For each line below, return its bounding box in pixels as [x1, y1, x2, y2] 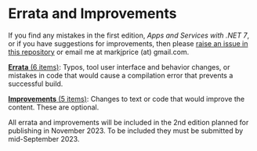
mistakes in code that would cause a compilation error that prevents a [8, 70, 233, 80]
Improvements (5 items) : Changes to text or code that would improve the [8, 94, 245, 103]
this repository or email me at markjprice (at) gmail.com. [8, 47, 190, 56]
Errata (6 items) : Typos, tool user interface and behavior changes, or [8, 62, 230, 71]
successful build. [8, 79, 63, 88]
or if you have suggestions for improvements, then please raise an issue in [8, 38, 248, 48]
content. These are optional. [8, 102, 100, 112]
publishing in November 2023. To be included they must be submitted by [8, 126, 244, 135]
